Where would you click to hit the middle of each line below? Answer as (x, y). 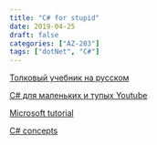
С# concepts (34, 131)
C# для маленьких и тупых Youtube (78, 96)
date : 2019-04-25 (42, 26)
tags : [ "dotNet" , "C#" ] (55, 52)
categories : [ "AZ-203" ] (55, 43)
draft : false (34, 35)
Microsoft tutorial (42, 113)
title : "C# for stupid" (55, 18)
